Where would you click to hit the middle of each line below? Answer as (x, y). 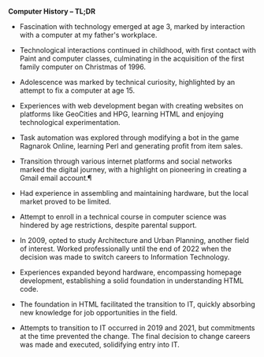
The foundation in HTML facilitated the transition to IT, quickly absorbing (138, 304)
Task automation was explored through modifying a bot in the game (129, 138)
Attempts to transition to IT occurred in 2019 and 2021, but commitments (137, 328)
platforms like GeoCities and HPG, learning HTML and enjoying (121, 114)
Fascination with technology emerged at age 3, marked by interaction (132, 26)
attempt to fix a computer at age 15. (77, 90)
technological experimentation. (70, 122)
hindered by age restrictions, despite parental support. (108, 225)
